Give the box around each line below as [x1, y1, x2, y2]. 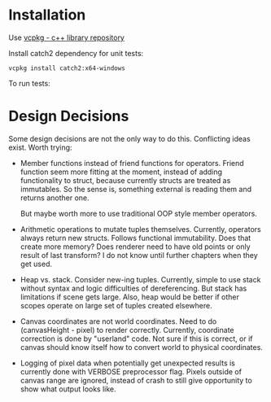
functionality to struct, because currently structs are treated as [20, 175, 231, 185]
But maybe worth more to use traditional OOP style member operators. [20, 208, 258, 218]
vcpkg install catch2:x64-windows [8, 63, 126, 72]
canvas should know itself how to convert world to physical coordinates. [20, 342, 263, 352]
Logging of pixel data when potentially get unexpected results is [20, 358, 236, 368]
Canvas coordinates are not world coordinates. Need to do [20, 316, 217, 326]
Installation [8, 6, 86, 24]
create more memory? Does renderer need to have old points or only [20, 242, 251, 251]
